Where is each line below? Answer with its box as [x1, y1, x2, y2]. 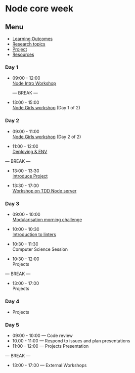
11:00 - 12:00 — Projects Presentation [12, 343, 89, 349]
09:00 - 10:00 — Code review [12, 332, 73, 339]
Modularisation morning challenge [12, 216, 83, 223]
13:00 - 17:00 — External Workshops [12, 362, 87, 369]
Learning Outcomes [12, 36, 53, 42]
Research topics [12, 41, 45, 47]
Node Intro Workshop [12, 80, 56, 87]
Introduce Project [12, 173, 48, 179]
